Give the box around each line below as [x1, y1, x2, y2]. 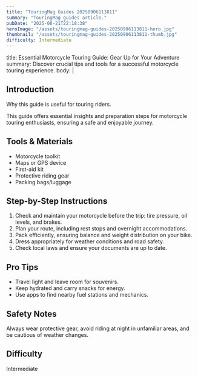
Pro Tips [6, 262, 39, 272]
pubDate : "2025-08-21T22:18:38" [6, 20, 88, 26]
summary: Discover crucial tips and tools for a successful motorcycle [6, 60, 179, 67]
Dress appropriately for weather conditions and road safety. [15, 238, 165, 245]
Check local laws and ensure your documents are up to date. [15, 244, 167, 252]
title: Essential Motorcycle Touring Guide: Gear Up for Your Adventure [6, 54, 180, 61]
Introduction [6, 85, 54, 95]
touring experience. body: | [6, 67, 74, 74]
